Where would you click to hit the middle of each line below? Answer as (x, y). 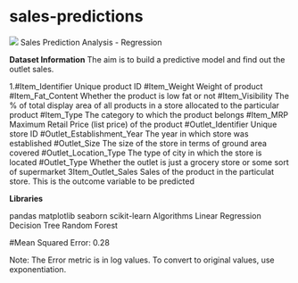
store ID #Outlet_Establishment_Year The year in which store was (129, 133)
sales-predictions (76, 17)
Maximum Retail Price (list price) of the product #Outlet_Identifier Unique (143, 124)
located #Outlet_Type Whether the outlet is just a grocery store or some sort (149, 162)
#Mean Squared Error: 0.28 (59, 242)
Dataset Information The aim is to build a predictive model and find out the (147, 59)
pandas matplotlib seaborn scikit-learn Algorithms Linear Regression (135, 215)
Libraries (26, 198)
